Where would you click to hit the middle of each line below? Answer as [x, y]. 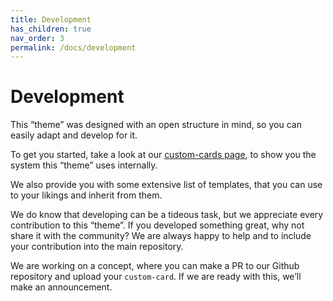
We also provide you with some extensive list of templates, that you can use [166, 185]
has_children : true [51, 29]
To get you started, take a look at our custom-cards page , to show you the [163, 155]
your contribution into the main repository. [97, 247]
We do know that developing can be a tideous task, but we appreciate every [167, 215]
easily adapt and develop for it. [74, 135]
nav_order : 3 [37, 38]
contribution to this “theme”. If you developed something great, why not [157, 225]
